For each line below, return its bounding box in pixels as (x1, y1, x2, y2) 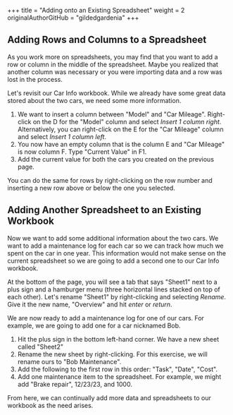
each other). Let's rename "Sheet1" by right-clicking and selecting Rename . (7, 292, 227, 301)
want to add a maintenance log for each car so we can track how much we (7, 241, 224, 250)
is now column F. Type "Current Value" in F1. (17, 148, 147, 156)
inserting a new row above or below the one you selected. (7, 184, 176, 192)
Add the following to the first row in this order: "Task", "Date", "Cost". (17, 365, 218, 373)
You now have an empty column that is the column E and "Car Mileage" (17, 140, 225, 148)
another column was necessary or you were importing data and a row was (7, 67, 223, 76)
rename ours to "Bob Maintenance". (17, 357, 122, 366)
